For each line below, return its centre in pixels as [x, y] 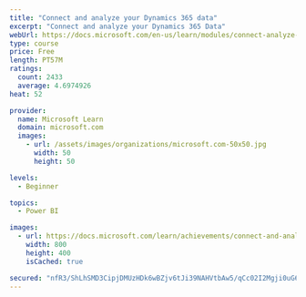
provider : [28, 110]
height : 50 [54, 161]
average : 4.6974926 [55, 86]
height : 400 [48, 253]
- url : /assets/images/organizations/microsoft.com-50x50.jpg [146, 145]
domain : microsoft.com [61, 128]
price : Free [32, 52]
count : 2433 [41, 77]
